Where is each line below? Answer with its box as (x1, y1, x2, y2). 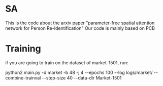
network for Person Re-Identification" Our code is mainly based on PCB (5, 25, 155, 31)
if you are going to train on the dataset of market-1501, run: (5, 59, 128, 66)
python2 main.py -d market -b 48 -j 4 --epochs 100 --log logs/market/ (5, 69, 153, 75)
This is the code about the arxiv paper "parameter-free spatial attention (5, 20, 155, 26)
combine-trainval (5, 74, 41, 81)
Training (5, 43, 42, 55)
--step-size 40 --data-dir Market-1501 (42, 74, 122, 81)
